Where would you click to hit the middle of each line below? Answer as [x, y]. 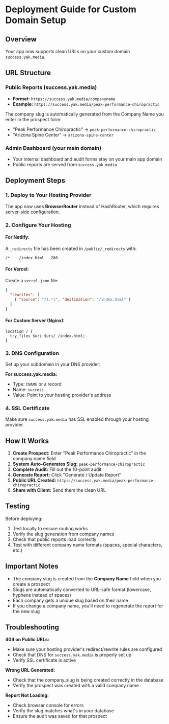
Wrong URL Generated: [30, 670]
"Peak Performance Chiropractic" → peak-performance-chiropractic [84, 129]
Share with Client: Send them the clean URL [59, 490]
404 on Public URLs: [27, 640]
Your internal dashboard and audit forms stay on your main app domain [87, 159]
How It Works [27, 441]
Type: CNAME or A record [37, 384]
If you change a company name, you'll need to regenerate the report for [88, 606]
